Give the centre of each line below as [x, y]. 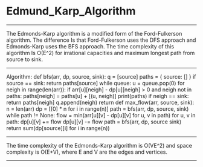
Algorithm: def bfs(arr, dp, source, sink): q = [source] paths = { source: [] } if [101, 76]
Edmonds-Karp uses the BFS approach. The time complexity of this [90, 46]
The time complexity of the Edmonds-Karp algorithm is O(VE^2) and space [99, 145]
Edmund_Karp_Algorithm [71, 11]
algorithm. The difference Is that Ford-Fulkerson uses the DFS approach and [101, 40]
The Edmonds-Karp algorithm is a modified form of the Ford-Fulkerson [94, 33]
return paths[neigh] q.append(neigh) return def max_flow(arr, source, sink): [100, 102]
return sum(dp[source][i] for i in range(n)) [58, 128]
